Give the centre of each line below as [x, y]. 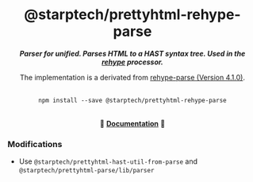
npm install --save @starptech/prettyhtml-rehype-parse [132, 100]
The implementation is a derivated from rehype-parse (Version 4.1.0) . [132, 77]
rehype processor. [132, 62]
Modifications [35, 144]
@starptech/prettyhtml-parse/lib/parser [86, 171]
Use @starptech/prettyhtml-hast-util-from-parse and [108, 161]
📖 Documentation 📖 [132, 123]
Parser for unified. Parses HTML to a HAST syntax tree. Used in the [132, 53]
